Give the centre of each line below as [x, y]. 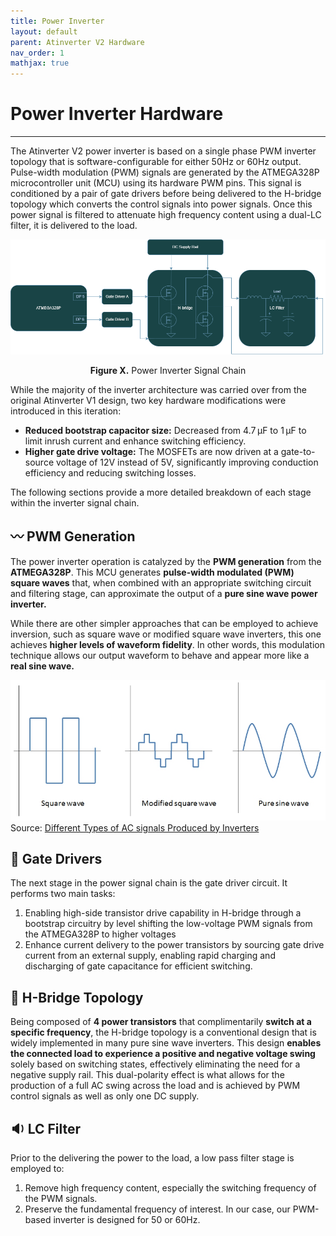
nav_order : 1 [37, 53]
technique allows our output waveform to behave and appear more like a [160, 655]
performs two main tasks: [63, 894]
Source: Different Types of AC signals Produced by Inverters [135, 827]
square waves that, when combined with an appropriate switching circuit [161, 582]
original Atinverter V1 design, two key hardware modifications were [148, 400]
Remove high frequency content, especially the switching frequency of [170, 1188]
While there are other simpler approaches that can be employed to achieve [164, 623]
